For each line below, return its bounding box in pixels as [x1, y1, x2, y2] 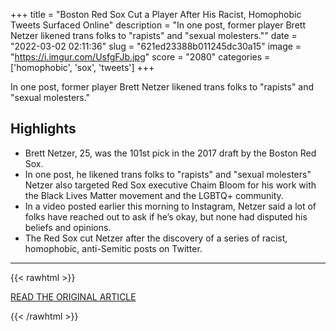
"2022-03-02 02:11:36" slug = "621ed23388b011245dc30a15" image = [10, 40, 302, 52]
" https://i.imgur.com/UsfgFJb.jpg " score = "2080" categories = [10, 51, 271, 63]
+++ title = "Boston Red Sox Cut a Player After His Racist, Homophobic [10, 9, 302, 20]
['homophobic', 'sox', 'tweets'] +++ [10, 62, 155, 73]
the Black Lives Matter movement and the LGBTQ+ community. [24, 189, 284, 201]
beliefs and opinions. [24, 221, 112, 233]
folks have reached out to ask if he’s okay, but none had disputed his [24, 210, 308, 223]
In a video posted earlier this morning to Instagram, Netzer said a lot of [24, 200, 317, 212]
